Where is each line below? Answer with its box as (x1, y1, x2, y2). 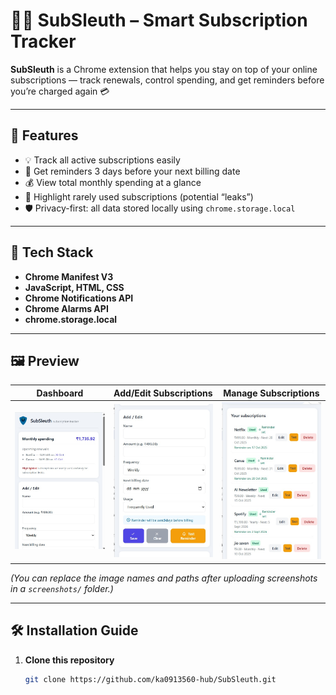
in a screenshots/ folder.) (10, 582, 114, 594)
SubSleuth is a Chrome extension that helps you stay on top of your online (10, 63, 318, 75)
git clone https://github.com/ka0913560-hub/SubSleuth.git (24, 674, 277, 684)
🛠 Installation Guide (10, 622, 139, 639)
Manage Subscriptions (223, 387, 320, 399)
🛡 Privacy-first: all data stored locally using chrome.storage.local (24, 202, 296, 214)
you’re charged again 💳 (10, 85, 110, 97)
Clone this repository (24, 654, 115, 666)
